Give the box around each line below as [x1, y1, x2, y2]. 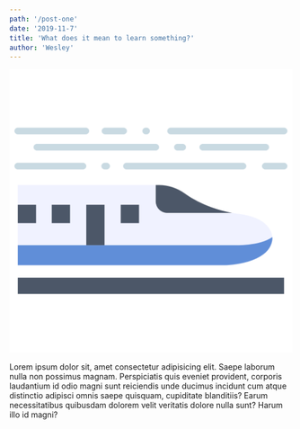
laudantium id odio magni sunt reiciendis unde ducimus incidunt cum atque [9, 380, 287, 391]
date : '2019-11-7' [9, 23, 78, 33]
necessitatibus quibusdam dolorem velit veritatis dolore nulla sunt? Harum [9, 400, 283, 411]
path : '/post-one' [9, 14, 78, 23]
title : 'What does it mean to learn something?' [9, 33, 195, 42]
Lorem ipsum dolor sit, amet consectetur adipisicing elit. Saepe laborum [9, 362, 276, 372]
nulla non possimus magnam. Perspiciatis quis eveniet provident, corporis [9, 371, 283, 382]
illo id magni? [9, 409, 58, 420]
